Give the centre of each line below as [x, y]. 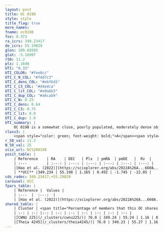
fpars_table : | [20, 186]
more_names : [17, 28]
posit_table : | [20, 154]
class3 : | [15, 132]
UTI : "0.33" [17, 69]
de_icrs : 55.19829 [24, 46]
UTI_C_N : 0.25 [20, 100]
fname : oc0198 [20, 32]
